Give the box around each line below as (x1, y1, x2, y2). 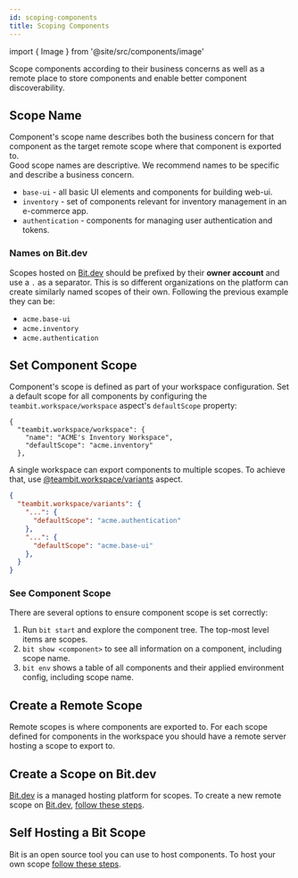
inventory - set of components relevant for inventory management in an (21, 196, 287, 207)
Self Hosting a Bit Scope (9, 825, 146, 841)
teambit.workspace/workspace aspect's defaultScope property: (9, 401, 238, 411)
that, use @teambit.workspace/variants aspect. (9, 474, 183, 485)
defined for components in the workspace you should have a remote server (9, 731, 287, 741)
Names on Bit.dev (9, 247, 88, 260)
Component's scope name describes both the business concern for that (9, 131, 275, 143)
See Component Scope (9, 587, 112, 600)
